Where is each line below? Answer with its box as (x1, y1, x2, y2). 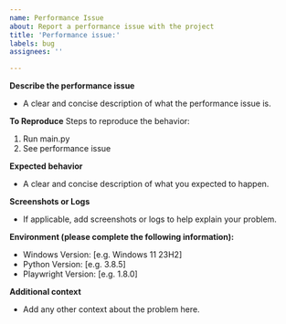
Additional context (9, 287, 82, 298)
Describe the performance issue (9, 80, 135, 91)
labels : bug (9, 38, 55, 48)
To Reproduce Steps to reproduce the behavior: (9, 116, 190, 127)
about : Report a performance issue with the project (9, 22, 215, 31)
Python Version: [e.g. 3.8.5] (22, 259, 126, 270)
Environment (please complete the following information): (9, 232, 235, 243)
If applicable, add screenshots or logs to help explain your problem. (22, 214, 277, 225)
